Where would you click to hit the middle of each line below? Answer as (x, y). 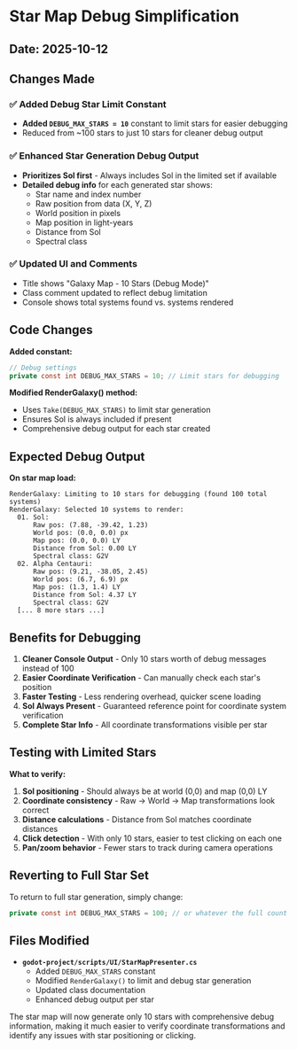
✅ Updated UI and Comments (73, 264)
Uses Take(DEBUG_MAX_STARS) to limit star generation (116, 410)
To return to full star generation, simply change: (96, 897)
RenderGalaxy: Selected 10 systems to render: (97, 510)
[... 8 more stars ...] (61, 610)
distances (40, 828)
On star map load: (43, 478)
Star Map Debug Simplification (124, 16)
